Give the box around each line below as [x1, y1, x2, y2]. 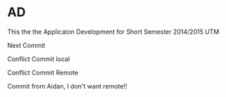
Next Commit [7, 41, 46, 49]
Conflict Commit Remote [7, 68, 79, 77]
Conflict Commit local [7, 54, 70, 63]
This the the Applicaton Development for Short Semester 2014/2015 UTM [7, 27, 220, 36]
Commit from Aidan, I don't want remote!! [7, 82, 127, 90]
